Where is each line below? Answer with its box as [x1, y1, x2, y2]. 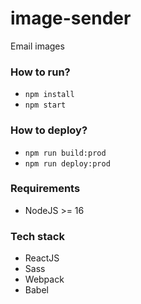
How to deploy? [10, 123, 88, 137]
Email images [10, 40, 65, 52]
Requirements [10, 182, 81, 196]
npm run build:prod [24, 148, 107, 158]
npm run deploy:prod [24, 158, 111, 169]
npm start [24, 100, 67, 111]
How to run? [10, 65, 71, 79]
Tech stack [10, 229, 65, 243]
